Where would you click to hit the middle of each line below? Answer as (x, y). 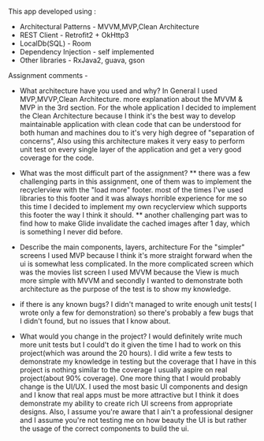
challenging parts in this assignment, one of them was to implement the (136, 181)
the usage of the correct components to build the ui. (104, 428)
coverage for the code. (57, 158)
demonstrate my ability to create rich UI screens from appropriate (126, 403)
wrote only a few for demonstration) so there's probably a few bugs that (136, 312)
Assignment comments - (48, 75)
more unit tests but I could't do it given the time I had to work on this (130, 345)
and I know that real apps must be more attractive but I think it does (129, 395)
